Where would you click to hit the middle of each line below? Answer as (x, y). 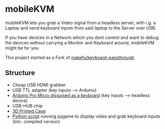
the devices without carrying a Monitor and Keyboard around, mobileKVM (80, 42)
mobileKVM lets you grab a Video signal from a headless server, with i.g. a (81, 23)
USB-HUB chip (27, 106)
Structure (20, 73)
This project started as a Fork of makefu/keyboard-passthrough (70, 57)
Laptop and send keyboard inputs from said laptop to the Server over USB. (81, 28)
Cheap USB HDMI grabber (39, 85)
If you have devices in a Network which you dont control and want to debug (82, 37)
